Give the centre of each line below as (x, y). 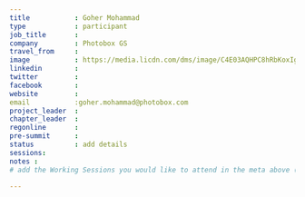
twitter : (44, 77)
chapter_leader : (44, 119)
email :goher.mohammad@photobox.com (99, 102)
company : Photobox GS (69, 43)
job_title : (44, 34)
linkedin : (44, 69)
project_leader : (44, 111)
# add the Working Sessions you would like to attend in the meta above (150, 170)
